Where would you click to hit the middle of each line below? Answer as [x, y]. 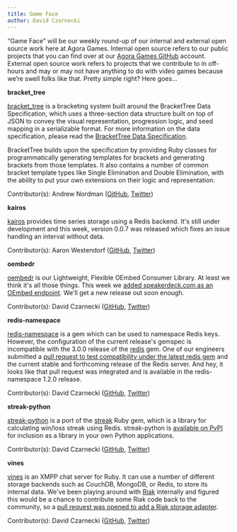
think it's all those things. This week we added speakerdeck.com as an [110, 285]
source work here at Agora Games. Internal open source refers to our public [118, 48]
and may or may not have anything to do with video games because [125, 71]
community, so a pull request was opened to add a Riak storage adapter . [113, 506]
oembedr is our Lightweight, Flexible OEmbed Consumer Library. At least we [118, 277]
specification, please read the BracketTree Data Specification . [98, 136]
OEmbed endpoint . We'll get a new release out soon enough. [96, 292]
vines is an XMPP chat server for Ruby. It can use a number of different [111, 477]
